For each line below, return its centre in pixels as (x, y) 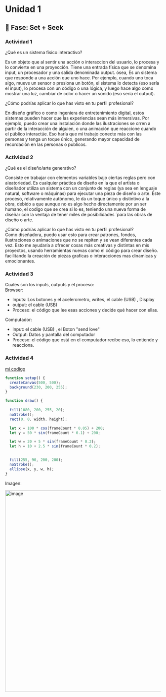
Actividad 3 (19, 274)
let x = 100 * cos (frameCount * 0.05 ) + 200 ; (57, 428)
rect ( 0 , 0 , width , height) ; (39, 419)
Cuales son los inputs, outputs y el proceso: (50, 285)
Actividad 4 (19, 358)
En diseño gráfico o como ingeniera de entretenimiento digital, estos (75, 113)
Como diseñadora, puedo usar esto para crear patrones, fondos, (71, 235)
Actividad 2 (19, 157)
